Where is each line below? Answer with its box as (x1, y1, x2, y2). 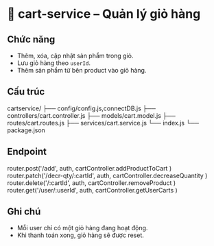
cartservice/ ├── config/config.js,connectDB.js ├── (7, 104, 156, 112)
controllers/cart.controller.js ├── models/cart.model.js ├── (7, 111, 176, 119)
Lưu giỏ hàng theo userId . (16, 59, 91, 67)
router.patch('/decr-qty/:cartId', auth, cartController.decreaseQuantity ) (7, 171, 208, 180)
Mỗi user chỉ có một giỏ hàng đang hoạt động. (16, 224, 148, 232)
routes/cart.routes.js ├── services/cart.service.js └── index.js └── (7, 119, 200, 127)
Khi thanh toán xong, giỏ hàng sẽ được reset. (16, 231, 144, 239)
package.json (7, 126, 46, 134)
